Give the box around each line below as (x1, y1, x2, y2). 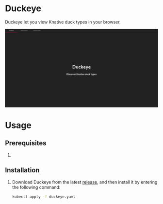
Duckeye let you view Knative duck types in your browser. (5, 19, 121, 25)
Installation (5, 166, 40, 174)
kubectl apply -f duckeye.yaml (12, 194, 76, 199)
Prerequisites (5, 139, 47, 148)
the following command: (12, 184, 61, 190)
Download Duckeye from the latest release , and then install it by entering (12, 179, 158, 185)
